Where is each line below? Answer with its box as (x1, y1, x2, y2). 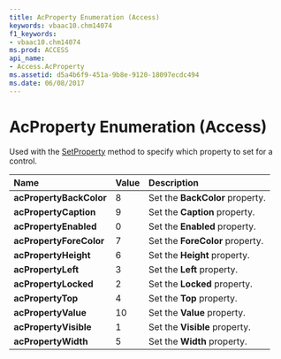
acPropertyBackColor (13, 191, 108, 203)
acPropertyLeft (13, 263, 80, 275)
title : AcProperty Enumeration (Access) (9, 12, 161, 22)
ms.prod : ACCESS (9, 46, 69, 55)
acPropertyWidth (13, 335, 88, 348)
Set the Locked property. (148, 278, 254, 290)
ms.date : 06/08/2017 (9, 79, 86, 88)
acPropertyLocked (13, 278, 95, 290)
